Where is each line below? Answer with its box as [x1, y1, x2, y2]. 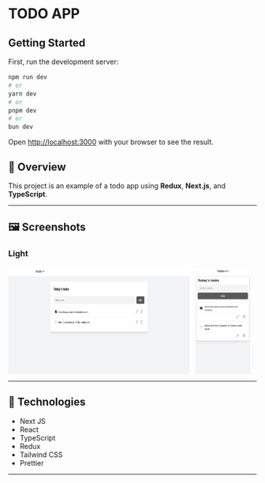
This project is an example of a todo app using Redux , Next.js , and [8, 180, 226, 190]
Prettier [19, 458, 44, 467]
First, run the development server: [8, 57, 119, 66]
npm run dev [8, 73, 47, 81]
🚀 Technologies [8, 396, 86, 409]
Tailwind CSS [19, 450, 63, 459]
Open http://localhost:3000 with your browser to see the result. [8, 137, 215, 147]
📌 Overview [8, 160, 66, 173]
